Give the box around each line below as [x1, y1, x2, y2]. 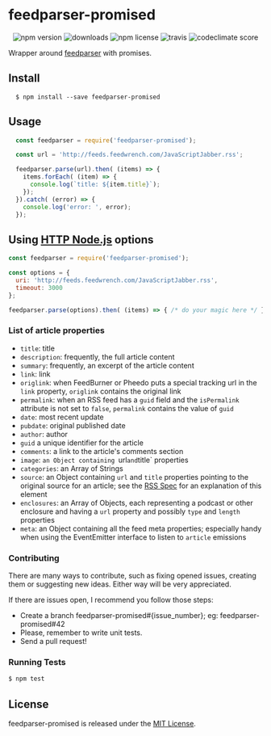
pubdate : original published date [19, 420, 127, 430]
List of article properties [8, 325, 105, 336]
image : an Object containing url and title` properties [19, 455, 189, 465]
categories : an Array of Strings [19, 463, 123, 473]
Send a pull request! [19, 637, 87, 646]
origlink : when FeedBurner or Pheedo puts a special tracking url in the [19, 377, 257, 387]
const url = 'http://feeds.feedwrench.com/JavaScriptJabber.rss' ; [15, 151, 244, 159]
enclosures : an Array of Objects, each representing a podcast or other [19, 498, 253, 507]
